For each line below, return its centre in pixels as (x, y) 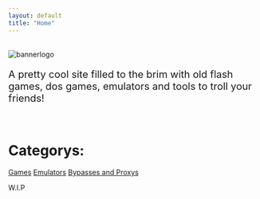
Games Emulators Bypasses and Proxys (74, 173)
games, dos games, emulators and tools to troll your (130, 86)
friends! (27, 98)
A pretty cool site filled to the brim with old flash (121, 74)
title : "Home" (32, 23)
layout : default (35, 16)
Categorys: (47, 150)
